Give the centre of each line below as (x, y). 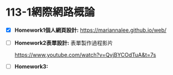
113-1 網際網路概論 (50, 12)
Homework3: (31, 67)
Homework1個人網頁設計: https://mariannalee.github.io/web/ (90, 30)
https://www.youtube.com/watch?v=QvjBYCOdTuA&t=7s (85, 55)
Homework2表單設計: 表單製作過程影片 (64, 43)
